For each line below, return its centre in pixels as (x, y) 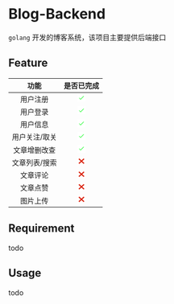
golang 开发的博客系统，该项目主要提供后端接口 (87, 37)
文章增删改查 (35, 150)
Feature (28, 63)
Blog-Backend (57, 14)
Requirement (41, 229)
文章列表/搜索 (35, 162)
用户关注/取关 (35, 137)
